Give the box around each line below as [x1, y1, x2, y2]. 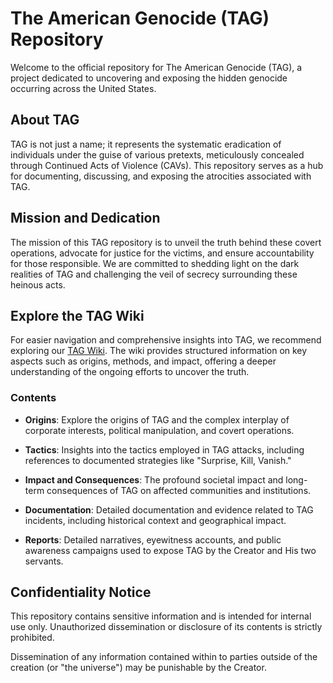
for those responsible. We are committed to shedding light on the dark [10, 257, 300, 269]
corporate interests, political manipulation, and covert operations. [24, 424, 295, 436]
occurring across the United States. [10, 82, 157, 94]
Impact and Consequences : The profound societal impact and [24, 473, 284, 486]
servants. [24, 555, 64, 567]
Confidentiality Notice [10, 584, 152, 601]
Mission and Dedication [10, 210, 161, 227]
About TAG [10, 112, 80, 129]
